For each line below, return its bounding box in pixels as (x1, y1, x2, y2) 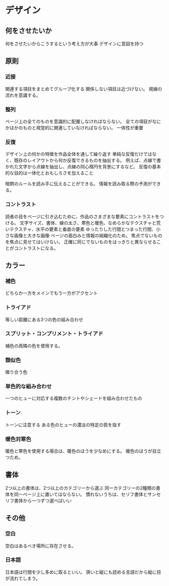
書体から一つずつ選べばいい (14, 498, 72, 504)
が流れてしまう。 (5, 575, 40, 581)
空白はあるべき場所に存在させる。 (5, 543, 76, 549)
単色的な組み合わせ (5, 383, 52, 390)
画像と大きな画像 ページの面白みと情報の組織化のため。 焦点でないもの (14, 232, 162, 238)
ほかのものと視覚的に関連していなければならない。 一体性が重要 (9, 124, 144, 130)
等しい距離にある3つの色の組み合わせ (5, 317, 83, 323)
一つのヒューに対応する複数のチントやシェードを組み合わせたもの (5, 395, 142, 401)
